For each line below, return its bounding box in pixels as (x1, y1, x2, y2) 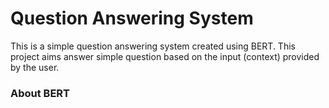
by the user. (10, 61, 60, 73)
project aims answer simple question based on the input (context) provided (10, 50, 320, 62)
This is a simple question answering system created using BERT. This (10, 40, 296, 52)
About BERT (10, 86, 71, 100)
